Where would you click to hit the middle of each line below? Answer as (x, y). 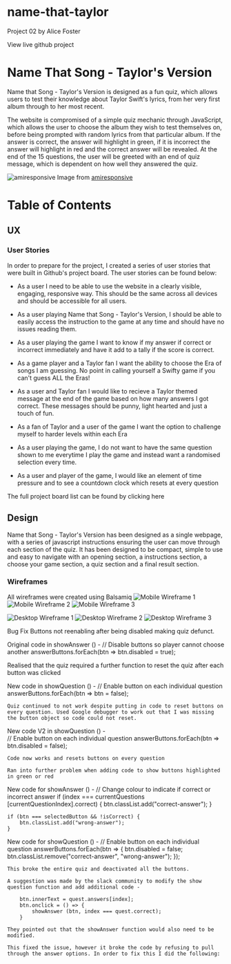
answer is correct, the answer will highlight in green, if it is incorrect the (109, 142)
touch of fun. (36, 413)
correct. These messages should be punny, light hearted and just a (112, 406)
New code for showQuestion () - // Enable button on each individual (103, 842)
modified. (21, 935)
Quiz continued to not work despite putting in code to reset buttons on (115, 706)
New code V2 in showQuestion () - (56, 731)
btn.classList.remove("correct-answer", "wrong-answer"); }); (94, 856)
